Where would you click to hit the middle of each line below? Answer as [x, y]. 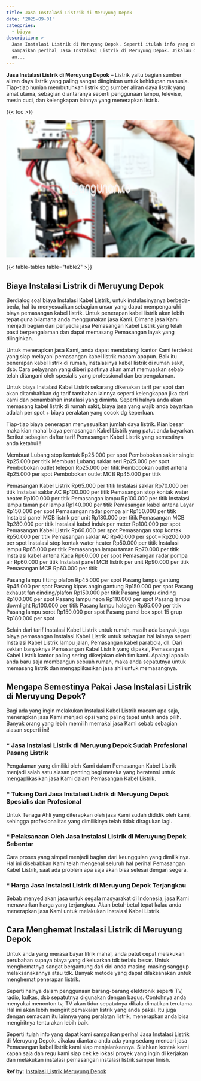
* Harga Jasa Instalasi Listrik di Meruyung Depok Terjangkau [96, 885]
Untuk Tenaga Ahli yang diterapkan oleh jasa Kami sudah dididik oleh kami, [99, 814]
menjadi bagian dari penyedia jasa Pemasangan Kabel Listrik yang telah [95, 326]
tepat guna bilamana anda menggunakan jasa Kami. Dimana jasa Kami [92, 319]
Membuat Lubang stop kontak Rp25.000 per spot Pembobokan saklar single [100, 455]
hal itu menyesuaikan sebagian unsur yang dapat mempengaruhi [101, 307]
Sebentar [20, 844]
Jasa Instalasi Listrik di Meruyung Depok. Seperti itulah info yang [100, 44]
